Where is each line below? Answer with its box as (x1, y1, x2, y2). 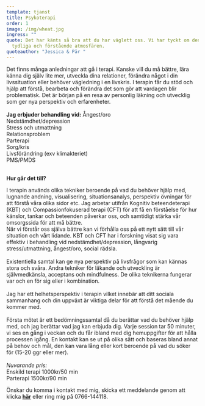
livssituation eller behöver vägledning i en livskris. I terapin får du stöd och (6, 78, 193, 85)
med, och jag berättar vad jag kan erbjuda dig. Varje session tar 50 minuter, (6, 322, 196, 330)
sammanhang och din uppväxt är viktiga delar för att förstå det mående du (6, 297, 193, 304)
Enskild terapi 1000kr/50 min (6, 368, 78, 375)
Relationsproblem (6, 130, 51, 137)
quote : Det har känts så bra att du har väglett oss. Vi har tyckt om (6, 37, 190, 43)
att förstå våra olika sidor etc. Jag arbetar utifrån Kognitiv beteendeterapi (6, 199, 190, 206)
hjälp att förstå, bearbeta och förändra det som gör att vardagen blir (6, 85, 177, 92)
